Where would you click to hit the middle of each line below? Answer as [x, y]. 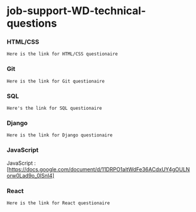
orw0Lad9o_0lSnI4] [31, 175]
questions [32, 23]
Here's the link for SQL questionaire [54, 108]
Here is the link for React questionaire [58, 203]
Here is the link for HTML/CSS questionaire [62, 54]
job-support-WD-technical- [76, 11]
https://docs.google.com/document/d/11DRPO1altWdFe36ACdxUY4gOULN [99, 169]
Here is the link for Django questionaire [60, 135]
